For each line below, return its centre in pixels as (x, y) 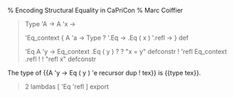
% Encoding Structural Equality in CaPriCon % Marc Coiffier (95, 10)
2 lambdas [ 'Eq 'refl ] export (67, 87)
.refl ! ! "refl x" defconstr (60, 59)
